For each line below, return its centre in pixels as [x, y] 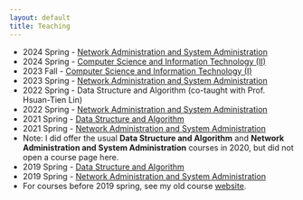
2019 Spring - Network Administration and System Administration [144, 176]
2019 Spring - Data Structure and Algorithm [104, 167]
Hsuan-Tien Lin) [52, 99]
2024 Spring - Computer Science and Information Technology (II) [144, 61]
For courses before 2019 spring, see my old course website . [134, 186]
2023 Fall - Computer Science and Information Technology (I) [137, 71]
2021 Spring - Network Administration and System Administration [144, 128]
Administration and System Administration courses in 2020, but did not [158, 147]
